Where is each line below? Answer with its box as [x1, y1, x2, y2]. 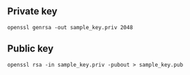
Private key [7, 6, 57, 17]
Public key [7, 43, 54, 55]
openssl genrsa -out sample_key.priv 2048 [7, 24, 133, 31]
